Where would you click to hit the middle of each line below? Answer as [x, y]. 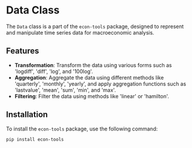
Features [23, 51]
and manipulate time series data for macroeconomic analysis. [80, 32]
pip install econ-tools [35, 139]
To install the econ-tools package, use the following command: [82, 129]
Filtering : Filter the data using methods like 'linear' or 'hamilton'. [92, 96]
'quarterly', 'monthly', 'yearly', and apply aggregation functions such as [100, 84]
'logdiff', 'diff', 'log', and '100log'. [54, 71]
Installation [27, 115]
